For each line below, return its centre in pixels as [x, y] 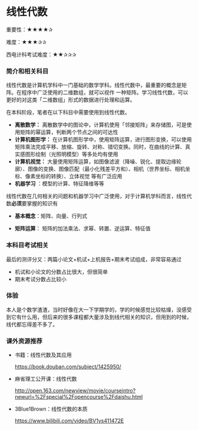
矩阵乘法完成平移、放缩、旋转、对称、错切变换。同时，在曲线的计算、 [100, 147]
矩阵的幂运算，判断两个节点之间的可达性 [69, 132]
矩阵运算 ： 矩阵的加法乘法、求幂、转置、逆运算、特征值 [82, 229]
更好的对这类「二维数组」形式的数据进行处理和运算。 [71, 100]
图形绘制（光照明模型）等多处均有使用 [72, 154]
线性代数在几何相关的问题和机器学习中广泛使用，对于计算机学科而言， [91, 196]
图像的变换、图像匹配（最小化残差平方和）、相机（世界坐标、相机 [106, 169]
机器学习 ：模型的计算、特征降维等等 [59, 184]
